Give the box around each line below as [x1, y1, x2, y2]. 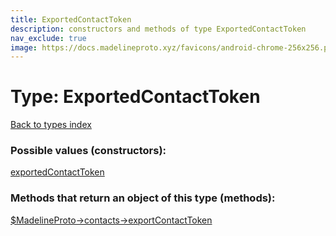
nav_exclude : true [10, 33, 87, 43]
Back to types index [10, 119, 92, 131]
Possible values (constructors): [10, 144, 167, 158]
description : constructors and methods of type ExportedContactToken [10, 24, 307, 34]
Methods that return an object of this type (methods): [10, 191, 276, 205]
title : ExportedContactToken [10, 14, 132, 25]
